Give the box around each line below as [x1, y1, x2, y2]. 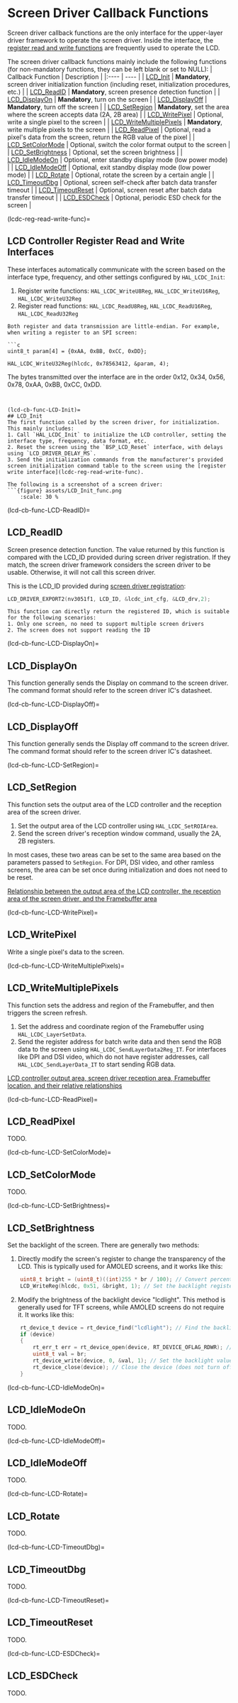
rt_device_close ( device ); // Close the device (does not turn [33, 1363, 220, 1370]
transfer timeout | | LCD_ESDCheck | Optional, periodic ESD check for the [7, 193, 222, 202]
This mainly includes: [7, 425, 74, 432]
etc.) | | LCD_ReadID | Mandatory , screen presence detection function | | [7, 87, 220, 96]
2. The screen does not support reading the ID [7, 627, 151, 634]
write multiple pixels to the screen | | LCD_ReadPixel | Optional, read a [7, 125, 211, 134]
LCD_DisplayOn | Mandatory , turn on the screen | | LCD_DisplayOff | [7, 94, 208, 104]
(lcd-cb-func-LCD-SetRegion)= [7, 761, 99, 769]
